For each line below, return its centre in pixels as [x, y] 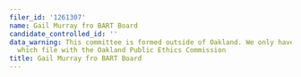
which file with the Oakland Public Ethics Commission [122, 50]
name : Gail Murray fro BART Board [74, 26]
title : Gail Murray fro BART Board [76, 58]
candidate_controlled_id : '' [64, 34]
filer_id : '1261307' [48, 17]
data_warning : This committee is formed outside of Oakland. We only [142, 42]
